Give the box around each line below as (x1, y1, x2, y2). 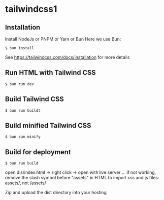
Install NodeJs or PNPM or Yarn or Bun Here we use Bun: (5, 36, 121, 42)
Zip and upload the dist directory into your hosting (5, 190, 107, 196)
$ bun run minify (5, 134, 41, 139)
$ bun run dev (5, 81, 34, 87)
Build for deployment (5, 148, 71, 156)
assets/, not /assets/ (5, 180, 47, 186)
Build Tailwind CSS (5, 95, 64, 103)
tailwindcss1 (5, 3, 58, 15)
